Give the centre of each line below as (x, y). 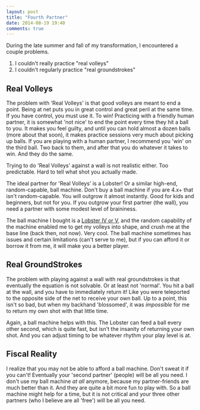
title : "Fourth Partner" (37, 17)
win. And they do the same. (40, 154)
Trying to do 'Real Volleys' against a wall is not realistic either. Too (87, 166)
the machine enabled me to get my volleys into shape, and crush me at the (98, 227)
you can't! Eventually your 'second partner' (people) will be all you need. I (97, 375)
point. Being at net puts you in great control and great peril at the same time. (100, 110)
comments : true (25, 28)
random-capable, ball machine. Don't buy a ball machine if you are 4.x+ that (100, 190)
